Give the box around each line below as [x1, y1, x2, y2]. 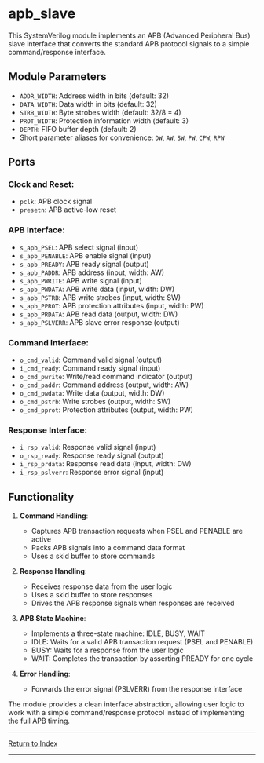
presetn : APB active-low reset [19, 205, 116, 214]
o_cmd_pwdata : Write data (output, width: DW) [19, 389, 165, 398]
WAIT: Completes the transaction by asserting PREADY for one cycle [31, 654, 254, 663]
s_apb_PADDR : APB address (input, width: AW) [19, 268, 165, 277]
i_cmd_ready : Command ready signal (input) [19, 363, 161, 373]
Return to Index [8, 739, 58, 748]
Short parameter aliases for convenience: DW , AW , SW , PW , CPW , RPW [19, 133, 225, 142]
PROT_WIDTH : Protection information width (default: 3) [19, 115, 189, 126]
